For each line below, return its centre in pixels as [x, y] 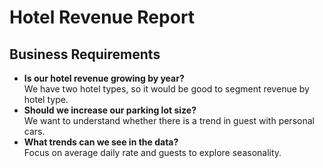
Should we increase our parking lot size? [110, 110]
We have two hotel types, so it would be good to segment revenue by [166, 89]
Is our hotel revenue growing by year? [104, 78]
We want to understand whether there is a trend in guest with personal [169, 120]
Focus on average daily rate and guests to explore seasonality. [152, 152]
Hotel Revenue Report [102, 17]
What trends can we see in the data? [101, 142]
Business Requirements [85, 54]
